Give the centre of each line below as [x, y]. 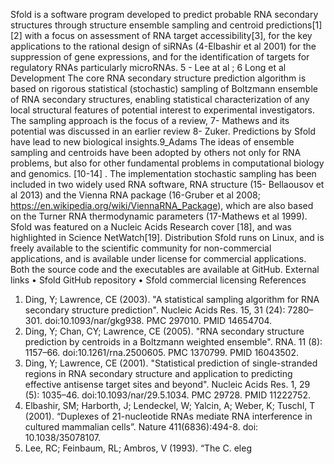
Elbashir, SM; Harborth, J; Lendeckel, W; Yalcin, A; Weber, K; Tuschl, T [170, 405]
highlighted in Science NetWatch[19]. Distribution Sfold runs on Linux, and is [167, 237]
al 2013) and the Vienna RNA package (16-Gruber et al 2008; [135, 195]
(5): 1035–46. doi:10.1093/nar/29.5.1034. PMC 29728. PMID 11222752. [167, 395]
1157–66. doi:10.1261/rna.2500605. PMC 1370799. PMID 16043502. [162, 352]
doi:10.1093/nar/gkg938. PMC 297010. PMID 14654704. [158, 320]
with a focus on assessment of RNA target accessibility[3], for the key [168, 35]
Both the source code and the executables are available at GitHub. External [165, 269]
